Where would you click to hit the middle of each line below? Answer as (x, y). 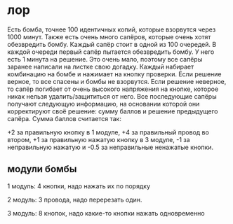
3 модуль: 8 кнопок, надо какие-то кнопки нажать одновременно (106, 213)
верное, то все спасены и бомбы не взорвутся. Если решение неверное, (117, 81)
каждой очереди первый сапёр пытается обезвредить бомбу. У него (111, 52)
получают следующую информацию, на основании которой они (104, 104)
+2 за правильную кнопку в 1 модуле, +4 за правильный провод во (108, 132)
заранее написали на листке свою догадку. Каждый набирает (101, 66)
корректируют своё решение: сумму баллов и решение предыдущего (113, 111)
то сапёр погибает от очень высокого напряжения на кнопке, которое (113, 89)
